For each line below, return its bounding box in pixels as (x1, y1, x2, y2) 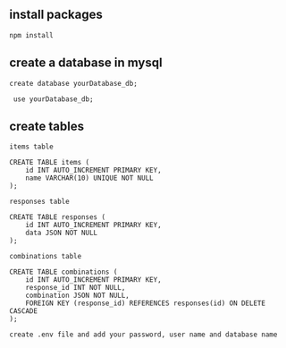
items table (9, 142, 54, 151)
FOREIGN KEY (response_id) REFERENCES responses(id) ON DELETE (25, 299, 266, 308)
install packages (9, 7, 103, 22)
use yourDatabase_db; (13, 94, 94, 104)
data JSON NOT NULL (25, 228, 98, 238)
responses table (9, 197, 70, 207)
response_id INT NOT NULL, (25, 284, 126, 293)
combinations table (9, 252, 82, 261)
